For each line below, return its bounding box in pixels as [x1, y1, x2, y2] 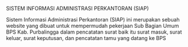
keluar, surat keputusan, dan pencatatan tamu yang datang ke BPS [6, 35, 166, 41]
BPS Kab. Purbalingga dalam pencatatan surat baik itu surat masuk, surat [6, 28, 182, 35]
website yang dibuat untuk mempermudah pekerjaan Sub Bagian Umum [6, 23, 179, 29]
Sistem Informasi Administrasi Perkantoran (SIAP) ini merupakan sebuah [6, 16, 180, 23]
